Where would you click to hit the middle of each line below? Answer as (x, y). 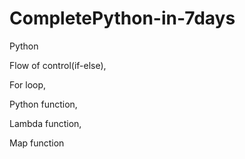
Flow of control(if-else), (58, 65)
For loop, (28, 84)
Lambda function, (45, 123)
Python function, (43, 104)
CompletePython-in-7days (122, 18)
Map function (37, 143)
